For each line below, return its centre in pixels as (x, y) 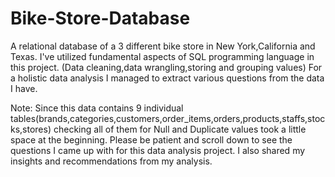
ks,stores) (31, 129)
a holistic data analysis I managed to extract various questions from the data (167, 78)
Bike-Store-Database (100, 18)
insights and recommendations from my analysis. (111, 161)
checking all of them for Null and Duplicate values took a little (180, 129)
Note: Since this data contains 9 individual (97, 108)
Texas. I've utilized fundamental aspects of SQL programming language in (162, 56)
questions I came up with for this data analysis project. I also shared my (158, 150)
